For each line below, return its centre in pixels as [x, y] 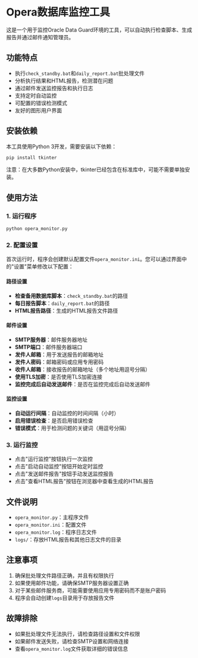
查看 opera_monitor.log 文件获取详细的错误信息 [71, 648]
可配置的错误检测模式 [41, 103]
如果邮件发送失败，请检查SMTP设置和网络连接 [72, 641]
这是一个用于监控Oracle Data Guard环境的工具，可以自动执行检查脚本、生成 [99, 30]
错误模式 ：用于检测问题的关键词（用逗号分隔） [72, 428]
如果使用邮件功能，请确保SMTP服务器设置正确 [72, 583]
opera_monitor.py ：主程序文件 [52, 517]
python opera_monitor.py [37, 229]
